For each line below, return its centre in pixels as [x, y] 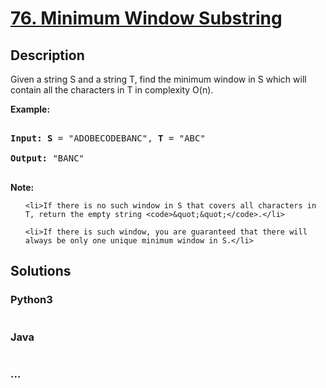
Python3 [31, 300]
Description [47, 55]
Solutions [41, 271]
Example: [30, 109]
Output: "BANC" [47, 158]
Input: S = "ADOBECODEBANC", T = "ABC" [108, 138]
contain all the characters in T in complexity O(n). [112, 90]
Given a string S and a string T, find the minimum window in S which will [158, 79]
